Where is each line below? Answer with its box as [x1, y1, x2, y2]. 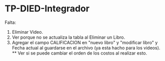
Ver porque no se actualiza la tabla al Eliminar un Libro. [11, 34, 125, 40]
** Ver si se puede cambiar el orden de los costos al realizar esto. [11, 50, 147, 56]
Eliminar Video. [11, 29, 43, 35]
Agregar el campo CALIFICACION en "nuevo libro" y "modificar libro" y [11, 39, 158, 45]
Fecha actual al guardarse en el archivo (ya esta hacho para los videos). [11, 45, 160, 51]
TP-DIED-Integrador [4, 3, 89, 14]
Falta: [4, 19, 16, 25]
